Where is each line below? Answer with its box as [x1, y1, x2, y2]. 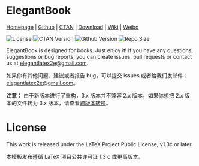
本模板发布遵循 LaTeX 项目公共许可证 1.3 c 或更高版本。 [6, 153, 144, 160]
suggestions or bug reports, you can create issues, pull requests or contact [6, 53, 192, 60]
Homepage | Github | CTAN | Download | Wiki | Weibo [6, 23, 139, 31]
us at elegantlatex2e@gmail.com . [6, 59, 89, 67]
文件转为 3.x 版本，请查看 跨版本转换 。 [16, 99, 111, 107]
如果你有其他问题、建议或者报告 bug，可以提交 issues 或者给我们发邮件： [6, 71, 189, 79]
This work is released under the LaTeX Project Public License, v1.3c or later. [6, 140, 193, 147]
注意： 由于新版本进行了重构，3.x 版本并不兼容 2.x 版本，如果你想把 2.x [6, 92, 184, 99]
